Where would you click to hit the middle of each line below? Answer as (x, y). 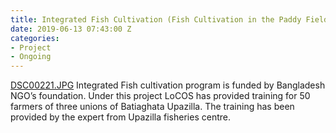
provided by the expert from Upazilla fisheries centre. (120, 117)
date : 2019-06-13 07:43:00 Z (71, 29)
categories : (35, 38)
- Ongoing (31, 57)
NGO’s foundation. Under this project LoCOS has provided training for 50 (160, 96)
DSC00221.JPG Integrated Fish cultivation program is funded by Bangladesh (168, 85)
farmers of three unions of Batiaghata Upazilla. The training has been (152, 107)
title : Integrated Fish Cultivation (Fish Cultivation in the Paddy (156, 19)
